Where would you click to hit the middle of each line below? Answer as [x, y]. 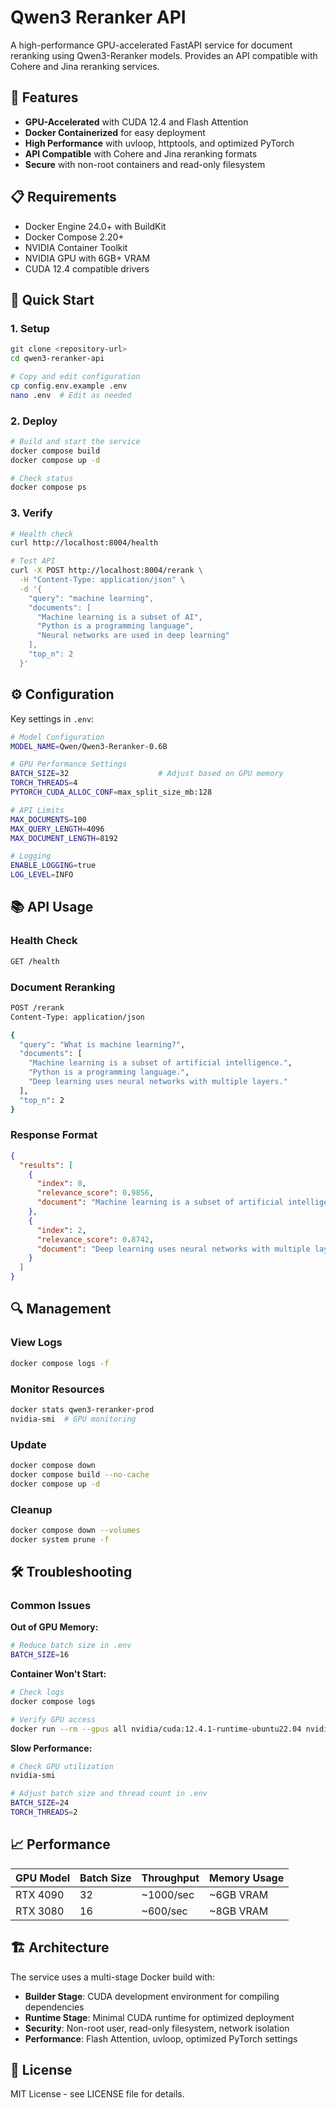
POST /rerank [37, 1007]
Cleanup [31, 1509]
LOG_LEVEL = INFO [42, 875]
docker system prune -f [60, 1539]
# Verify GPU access [53, 1719]
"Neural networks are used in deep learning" [133, 636]
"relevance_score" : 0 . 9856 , [95, 1193]
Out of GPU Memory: [54, 1627]
